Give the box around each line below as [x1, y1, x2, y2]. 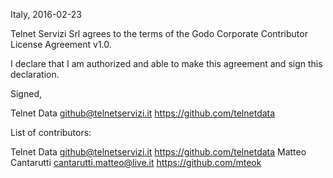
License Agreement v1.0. [10, 39, 112, 50]
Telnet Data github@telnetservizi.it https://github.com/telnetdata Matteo [10, 146, 307, 158]
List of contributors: [10, 127, 92, 138]
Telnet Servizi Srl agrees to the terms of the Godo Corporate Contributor [10, 28, 308, 39]
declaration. [10, 69, 60, 80]
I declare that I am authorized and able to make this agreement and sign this [10, 58, 323, 69]
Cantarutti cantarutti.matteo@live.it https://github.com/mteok [10, 157, 262, 168]
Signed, [10, 88, 42, 99]
